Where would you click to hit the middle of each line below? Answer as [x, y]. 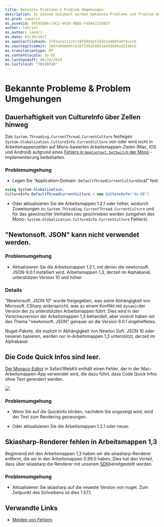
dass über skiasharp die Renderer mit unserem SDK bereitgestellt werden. [79, 464]
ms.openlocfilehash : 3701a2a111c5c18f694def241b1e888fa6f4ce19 [71, 42]
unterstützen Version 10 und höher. [47, 277]
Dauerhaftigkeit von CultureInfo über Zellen [73, 117]
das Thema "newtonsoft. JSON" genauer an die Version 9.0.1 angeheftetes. [81, 322]
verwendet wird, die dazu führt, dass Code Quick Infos [102, 374]
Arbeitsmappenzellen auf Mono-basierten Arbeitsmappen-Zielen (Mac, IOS [81, 147]
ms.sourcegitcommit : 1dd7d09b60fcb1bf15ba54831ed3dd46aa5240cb [71, 46]
